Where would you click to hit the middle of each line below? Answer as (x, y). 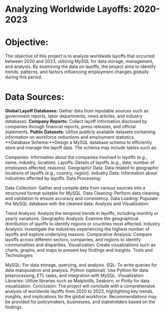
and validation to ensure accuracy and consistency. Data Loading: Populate (82, 199)
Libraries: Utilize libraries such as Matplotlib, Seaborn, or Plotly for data (77, 281)
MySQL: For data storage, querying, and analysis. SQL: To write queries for (81, 265)
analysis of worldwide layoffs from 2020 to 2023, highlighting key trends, (79, 291)
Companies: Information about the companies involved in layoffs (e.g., (76, 157)
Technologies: (19, 256)
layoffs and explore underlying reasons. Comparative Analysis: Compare (79, 234)
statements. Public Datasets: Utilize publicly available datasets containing (80, 132)
